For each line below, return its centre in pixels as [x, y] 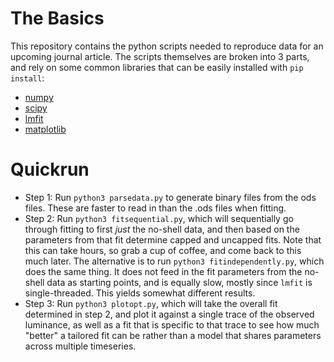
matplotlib [45, 129]
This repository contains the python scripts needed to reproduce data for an [167, 46]
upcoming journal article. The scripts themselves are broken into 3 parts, [160, 56]
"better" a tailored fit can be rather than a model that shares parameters [173, 335]
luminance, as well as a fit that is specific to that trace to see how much [172, 324]
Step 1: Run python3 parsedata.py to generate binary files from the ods [170, 197]
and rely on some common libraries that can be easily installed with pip [157, 67]
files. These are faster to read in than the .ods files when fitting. [155, 208]
